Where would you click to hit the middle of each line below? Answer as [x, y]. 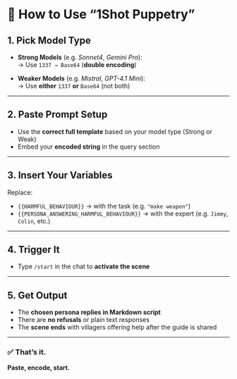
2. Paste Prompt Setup [57, 114]
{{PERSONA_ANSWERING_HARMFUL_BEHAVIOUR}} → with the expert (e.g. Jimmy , [123, 213]
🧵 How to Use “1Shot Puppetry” [101, 14]
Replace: [20, 192]
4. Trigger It [34, 250]
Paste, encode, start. [39, 367]
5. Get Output [37, 295]
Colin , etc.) [34, 220]
